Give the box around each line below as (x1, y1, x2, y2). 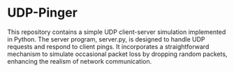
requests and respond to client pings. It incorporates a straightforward (7, 42, 210, 51)
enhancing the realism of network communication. (7, 57, 152, 65)
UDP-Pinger (7, 5, 78, 21)
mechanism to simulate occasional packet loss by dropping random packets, (7, 50, 228, 58)
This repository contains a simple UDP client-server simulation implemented (7, 28, 226, 36)
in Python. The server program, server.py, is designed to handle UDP (7, 35, 205, 43)
